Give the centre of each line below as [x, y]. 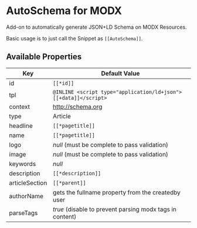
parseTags [23, 213]
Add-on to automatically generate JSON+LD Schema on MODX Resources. [96, 27]
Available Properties [44, 57]
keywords [23, 164]
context [20, 107]
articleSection [28, 183]
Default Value [120, 73]
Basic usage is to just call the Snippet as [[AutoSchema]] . [74, 38]
